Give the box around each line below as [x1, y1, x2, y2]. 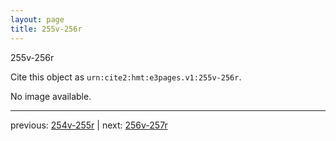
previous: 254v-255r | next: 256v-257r [10, 119, 168, 131]
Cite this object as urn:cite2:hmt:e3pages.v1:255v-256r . [10, 71, 242, 83]
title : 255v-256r [10, 24, 83, 34]
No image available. [10, 90, 92, 102]
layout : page [10, 14, 65, 25]
